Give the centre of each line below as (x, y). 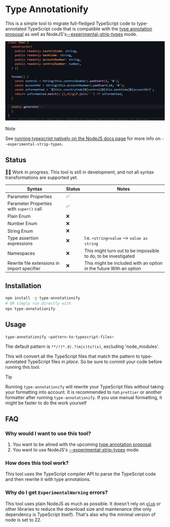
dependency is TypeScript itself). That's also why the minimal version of (80, 514)
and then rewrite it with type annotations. (48, 479)
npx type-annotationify (30, 309)
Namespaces (21, 253)
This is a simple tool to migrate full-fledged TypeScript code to (70, 23)
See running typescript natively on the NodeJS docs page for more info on (83, 138)
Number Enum (23, 224)
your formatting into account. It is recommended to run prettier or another (83, 392)
